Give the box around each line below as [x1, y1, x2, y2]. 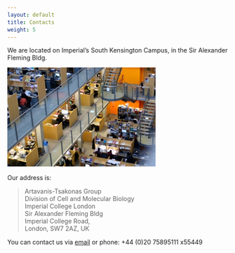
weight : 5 [7, 26, 36, 33]
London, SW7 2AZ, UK [24, 224, 90, 233]
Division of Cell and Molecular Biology [24, 195, 135, 203]
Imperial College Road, [24, 217, 90, 226]
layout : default [7, 11, 55, 18]
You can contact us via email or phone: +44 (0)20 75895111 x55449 [7, 238, 203, 247]
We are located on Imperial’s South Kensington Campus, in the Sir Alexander [7, 46, 228, 55]
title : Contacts [7, 18, 55, 26]
